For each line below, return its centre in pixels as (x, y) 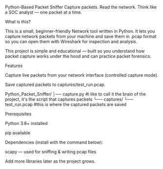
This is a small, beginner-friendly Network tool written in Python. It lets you (80, 31)
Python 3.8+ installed (26, 123)
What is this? (18, 22)
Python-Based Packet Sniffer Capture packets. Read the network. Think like (81, 7)
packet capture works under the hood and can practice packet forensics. (78, 56)
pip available (18, 133)
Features (14, 66)
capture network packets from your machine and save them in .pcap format (81, 36)
